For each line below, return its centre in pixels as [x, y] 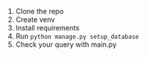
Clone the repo [39, 11]
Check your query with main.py [66, 45]
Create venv [35, 20]
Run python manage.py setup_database [77, 36]
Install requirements [47, 28]
